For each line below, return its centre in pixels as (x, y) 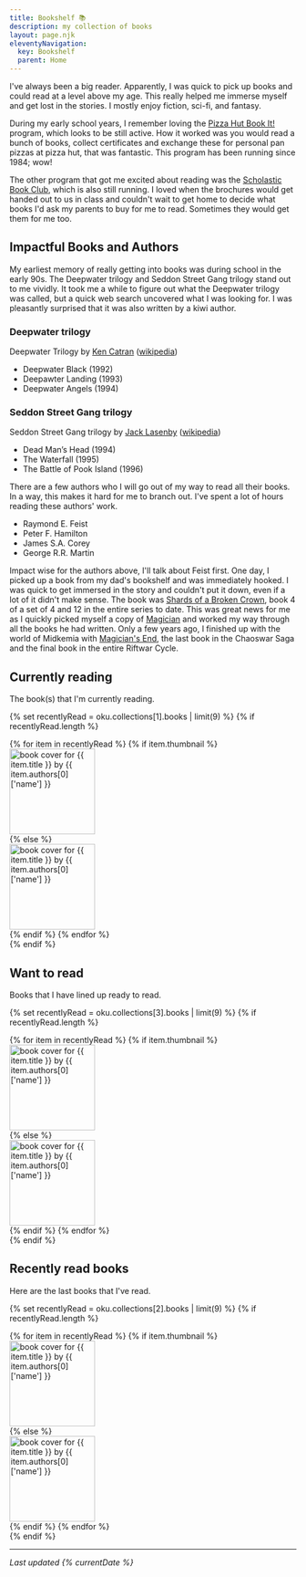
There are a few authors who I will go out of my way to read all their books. (150, 487)
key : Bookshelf (46, 52)
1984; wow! (31, 162)
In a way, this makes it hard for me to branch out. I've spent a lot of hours (147, 496)
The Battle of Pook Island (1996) (83, 469)
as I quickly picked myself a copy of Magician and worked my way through (149, 619)
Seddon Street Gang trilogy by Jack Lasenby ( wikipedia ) (115, 432)
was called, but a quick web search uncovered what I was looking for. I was (151, 298)
